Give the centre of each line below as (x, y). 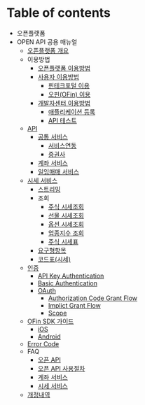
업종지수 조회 (66, 233)
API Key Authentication (71, 276)
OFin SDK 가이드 (50, 321)
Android (49, 336)
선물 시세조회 (66, 215)
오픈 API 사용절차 (61, 368)
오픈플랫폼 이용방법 (64, 68)
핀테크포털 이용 (69, 85)
